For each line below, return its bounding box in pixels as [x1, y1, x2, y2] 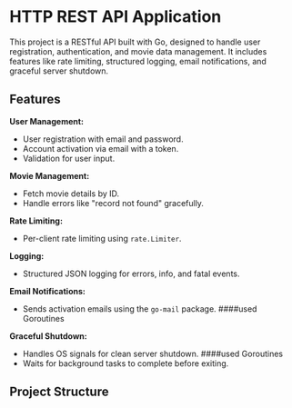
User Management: [9, 115, 85, 126]
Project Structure [9, 384, 109, 400]
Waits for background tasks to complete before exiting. [22, 357, 229, 369]
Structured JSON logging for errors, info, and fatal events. [22, 268, 240, 279]
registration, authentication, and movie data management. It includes [9, 45, 267, 56]
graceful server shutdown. [9, 65, 109, 76]
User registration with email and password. [22, 134, 184, 144]
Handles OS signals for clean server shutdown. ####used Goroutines [22, 348, 284, 359]
